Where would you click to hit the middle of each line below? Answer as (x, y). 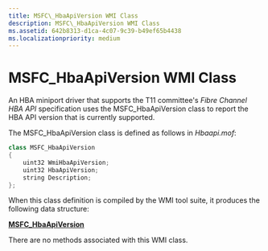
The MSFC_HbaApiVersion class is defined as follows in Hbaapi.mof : (122, 133)
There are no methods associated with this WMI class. (98, 240)
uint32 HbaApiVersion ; (61, 170)
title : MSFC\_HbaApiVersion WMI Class (73, 16)
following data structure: (49, 209)
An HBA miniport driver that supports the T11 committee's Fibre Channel (128, 101)
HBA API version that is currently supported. (82, 117)
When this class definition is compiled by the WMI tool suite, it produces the (134, 200)
